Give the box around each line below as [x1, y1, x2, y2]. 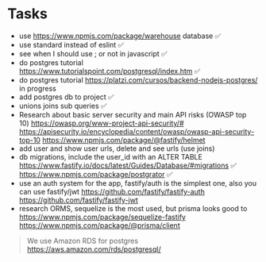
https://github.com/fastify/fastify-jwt [18, 195, 138, 205]
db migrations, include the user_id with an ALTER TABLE [18, 152, 203, 161]
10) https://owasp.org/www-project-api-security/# [18, 118, 184, 128]
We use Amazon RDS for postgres [26, 236, 139, 245]
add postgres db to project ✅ [18, 92, 114, 102]
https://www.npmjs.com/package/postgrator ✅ [18, 169, 173, 179]
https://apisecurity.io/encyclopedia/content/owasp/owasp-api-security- [18, 126, 255, 136]
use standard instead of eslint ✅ [18, 40, 125, 49]
